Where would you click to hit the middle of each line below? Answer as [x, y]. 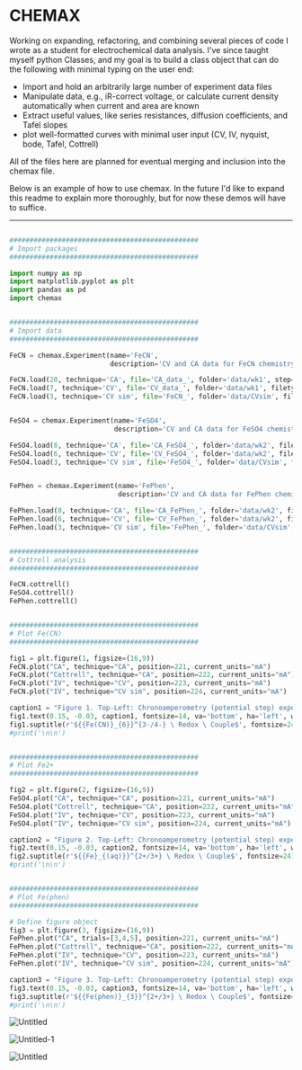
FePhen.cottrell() [44, 602]
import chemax [36, 299]
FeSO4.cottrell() [42, 593]
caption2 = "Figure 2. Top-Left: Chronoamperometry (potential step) [142, 840]
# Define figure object [54, 922]
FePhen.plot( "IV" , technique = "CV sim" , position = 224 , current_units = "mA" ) [152, 964]
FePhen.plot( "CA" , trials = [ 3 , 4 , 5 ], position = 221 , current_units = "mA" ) [144, 939]
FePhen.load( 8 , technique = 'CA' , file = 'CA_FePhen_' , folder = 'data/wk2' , [146, 511]
